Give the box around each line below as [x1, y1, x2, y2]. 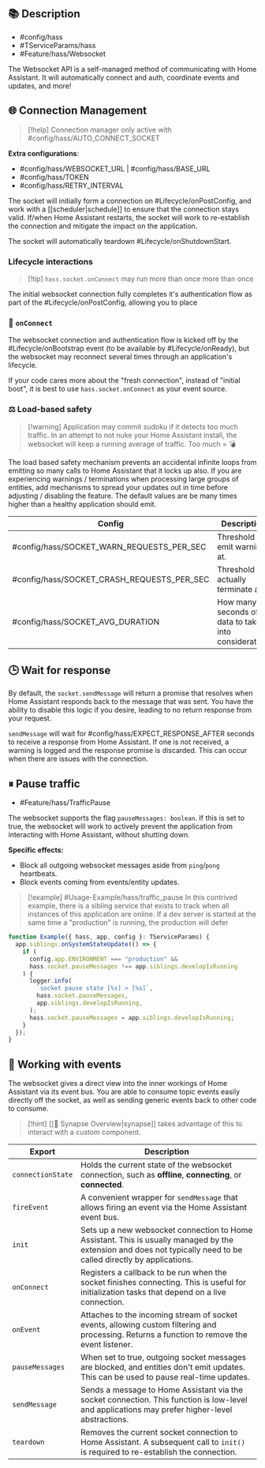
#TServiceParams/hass [19, 40, 96, 50]
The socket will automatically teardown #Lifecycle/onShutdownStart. [8, 236, 232, 245]
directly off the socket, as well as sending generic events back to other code [8, 1095, 257, 1105]
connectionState [12, 1170, 73, 1179]
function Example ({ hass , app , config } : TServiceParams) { [8, 933, 211, 942]
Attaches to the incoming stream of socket [80, 1309, 238, 1320]
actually [216, 574, 247, 585]
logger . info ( [28, 977, 73, 985]
